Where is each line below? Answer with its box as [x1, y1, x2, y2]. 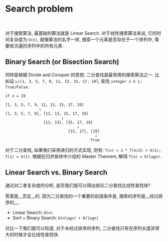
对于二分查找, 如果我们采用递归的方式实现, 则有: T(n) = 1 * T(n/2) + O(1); [5, 147, 161, 153]
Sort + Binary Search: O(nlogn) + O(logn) [12, 215, 99, 221]
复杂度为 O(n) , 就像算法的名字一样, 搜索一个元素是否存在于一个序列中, [9, 36, 154, 42]
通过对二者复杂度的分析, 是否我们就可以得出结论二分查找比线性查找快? [5, 182, 151, 188]
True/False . [5, 84, 29, 90]
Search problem [5, 3, 73, 15]
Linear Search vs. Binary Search [5, 168, 108, 177]
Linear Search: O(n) [12, 209, 53, 215]
